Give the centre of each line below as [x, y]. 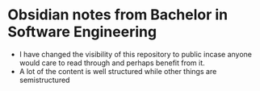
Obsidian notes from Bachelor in [118, 15]
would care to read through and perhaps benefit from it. [112, 63]
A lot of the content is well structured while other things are [118, 71]
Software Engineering [82, 32]
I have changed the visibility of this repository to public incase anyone [135, 54]
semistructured [44, 80]
